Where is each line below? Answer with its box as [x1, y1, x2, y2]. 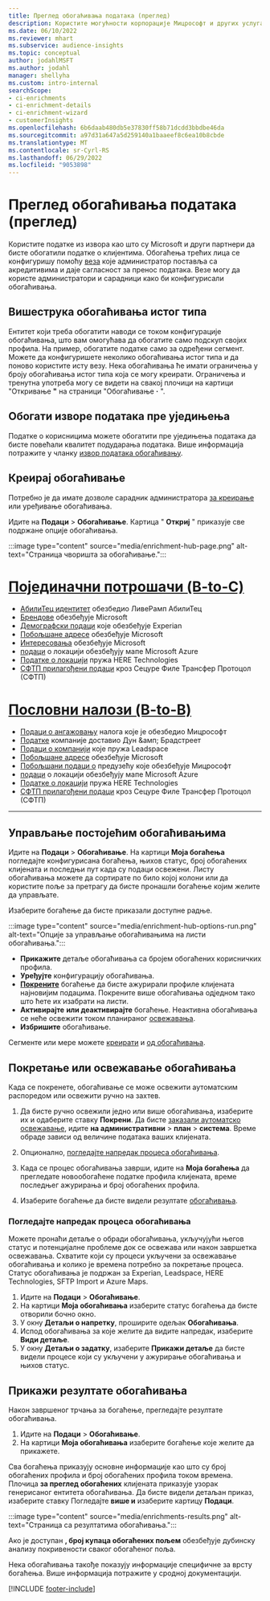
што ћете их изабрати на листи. [19, 997, 129, 1007]
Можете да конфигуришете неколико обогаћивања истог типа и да [8, 352, 239, 361]
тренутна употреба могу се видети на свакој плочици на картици [8, 378, 234, 387]
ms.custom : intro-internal [8, 79, 99, 87]
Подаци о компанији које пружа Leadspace [19, 744, 169, 754]
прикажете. [19, 1447, 60, 1456]
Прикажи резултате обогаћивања [8, 1383, 187, 1398]
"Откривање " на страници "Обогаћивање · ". [8, 386, 166, 396]
